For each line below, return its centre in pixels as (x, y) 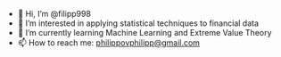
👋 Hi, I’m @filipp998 (54, 14)
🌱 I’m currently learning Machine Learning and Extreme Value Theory (145, 33)
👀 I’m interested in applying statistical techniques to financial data (138, 23)
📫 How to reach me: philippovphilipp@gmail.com (109, 43)
